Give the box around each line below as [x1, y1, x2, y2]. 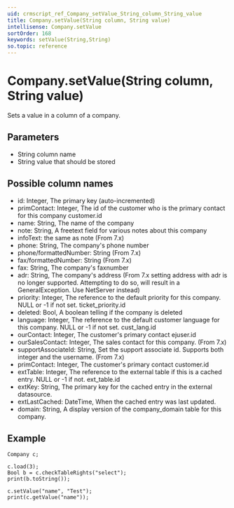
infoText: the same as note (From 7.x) [17, 233, 125, 242]
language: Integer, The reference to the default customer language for [17, 315, 220, 324]
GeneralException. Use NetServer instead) [17, 285, 140, 294]
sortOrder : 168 [7, 29, 52, 37]
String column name [17, 150, 76, 158]
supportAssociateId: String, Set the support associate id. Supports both [17, 345, 224, 354]
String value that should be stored [17, 157, 116, 165]
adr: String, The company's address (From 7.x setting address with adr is [17, 270, 228, 279]
